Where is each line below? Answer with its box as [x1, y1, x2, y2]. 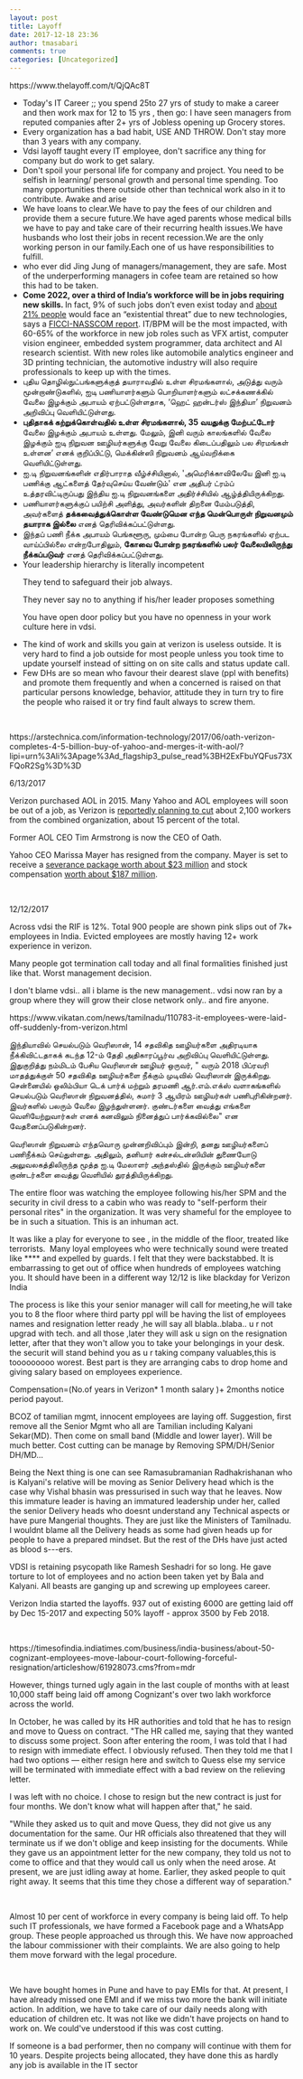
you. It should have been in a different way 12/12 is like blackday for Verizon [9, 1272, 290, 1283]
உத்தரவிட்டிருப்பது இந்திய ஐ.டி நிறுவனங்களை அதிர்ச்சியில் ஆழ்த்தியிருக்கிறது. [22, 488, 286, 498]
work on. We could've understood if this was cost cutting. [9, 2023, 224, 2034]
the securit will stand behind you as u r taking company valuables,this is [9, 1348, 277, 1358]
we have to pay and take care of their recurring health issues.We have [22, 222, 283, 233]
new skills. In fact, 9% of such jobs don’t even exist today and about [22, 299, 278, 310]
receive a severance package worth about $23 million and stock [9, 860, 248, 870]
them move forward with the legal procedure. [9, 1950, 178, 1960]
